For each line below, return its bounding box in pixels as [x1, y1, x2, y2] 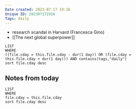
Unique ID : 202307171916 [5, 12, 55, 16]
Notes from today [5, 74, 59, 82]
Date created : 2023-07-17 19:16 [5, 7, 70, 12]
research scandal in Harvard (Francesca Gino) [12, 30, 105, 35]
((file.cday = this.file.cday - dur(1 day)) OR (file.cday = [5, 52, 132, 57]
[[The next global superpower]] [12, 34, 75, 40]
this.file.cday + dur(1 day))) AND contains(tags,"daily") [5, 57, 127, 62]
